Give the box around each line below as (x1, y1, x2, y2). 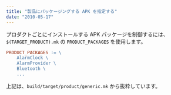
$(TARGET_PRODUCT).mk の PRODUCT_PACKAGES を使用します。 (6, 38, 146, 45)
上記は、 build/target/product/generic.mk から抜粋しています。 (6, 82, 161, 89)
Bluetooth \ (16, 66, 46, 72)
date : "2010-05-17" (6, 14, 54, 20)
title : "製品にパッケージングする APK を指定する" (6, 8, 118, 15)
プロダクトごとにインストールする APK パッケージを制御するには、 (6, 30, 169, 38)
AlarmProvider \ (16, 61, 57, 66)
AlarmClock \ (16, 55, 49, 61)
